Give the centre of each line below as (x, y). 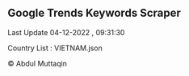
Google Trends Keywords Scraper (94, 13)
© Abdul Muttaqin (38, 63)
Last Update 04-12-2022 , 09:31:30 (66, 32)
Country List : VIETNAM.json (55, 48)
